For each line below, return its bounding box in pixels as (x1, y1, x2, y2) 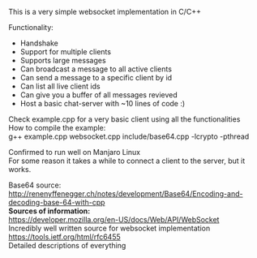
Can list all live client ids (19, 81, 101, 91)
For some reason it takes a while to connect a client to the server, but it (8, 156, 246, 166)
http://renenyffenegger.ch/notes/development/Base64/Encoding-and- (8, 189, 243, 198)
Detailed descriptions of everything (8, 241, 126, 250)
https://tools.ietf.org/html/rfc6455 (8, 232, 121, 242)
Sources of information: (8, 206, 91, 216)
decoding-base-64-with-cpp (8, 198, 105, 207)
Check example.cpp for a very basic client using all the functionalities (8, 114, 241, 124)
